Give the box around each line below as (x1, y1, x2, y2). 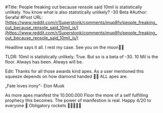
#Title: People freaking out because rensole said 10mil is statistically (5, 4, 143, 10)
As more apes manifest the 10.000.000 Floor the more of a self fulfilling (5, 92, 148, 98)
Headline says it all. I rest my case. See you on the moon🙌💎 (5, 45, 124, 50)
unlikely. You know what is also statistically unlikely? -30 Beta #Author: (5, 9, 147, 15)
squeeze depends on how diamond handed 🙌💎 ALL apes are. (5, 74, 128, 79)
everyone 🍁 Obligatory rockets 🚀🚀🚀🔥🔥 (5, 103, 81, 108)
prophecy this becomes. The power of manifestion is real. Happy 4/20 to (5, 97, 151, 103)
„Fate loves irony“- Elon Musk (5, 83, 65, 89)
